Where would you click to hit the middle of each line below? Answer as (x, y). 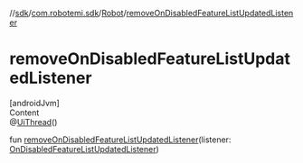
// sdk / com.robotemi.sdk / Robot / (68, 13)
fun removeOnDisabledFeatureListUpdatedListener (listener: (120, 140)
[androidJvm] (35, 103)
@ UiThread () (33, 122)
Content (24, 113)
